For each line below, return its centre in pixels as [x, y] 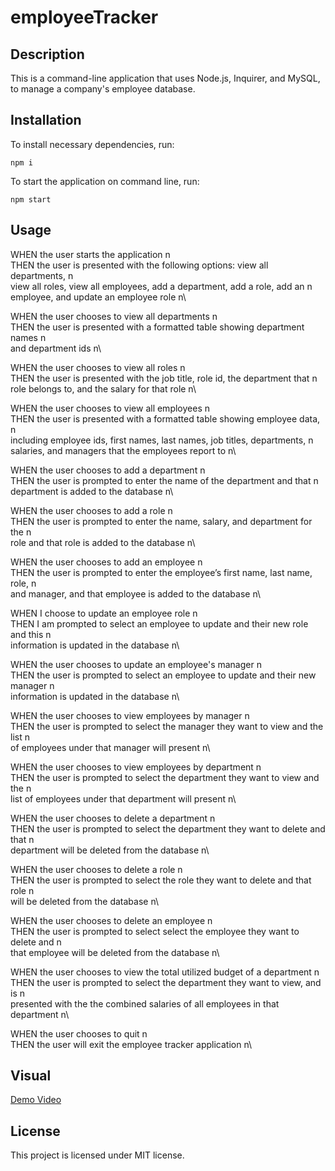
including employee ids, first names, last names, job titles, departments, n [162, 440]
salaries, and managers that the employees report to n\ [123, 450]
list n [20, 737]
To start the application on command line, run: [105, 181]
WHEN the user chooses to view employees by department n [136, 767]
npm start [31, 199]
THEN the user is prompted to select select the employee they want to [155, 931]
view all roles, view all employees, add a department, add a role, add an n [161, 286]
